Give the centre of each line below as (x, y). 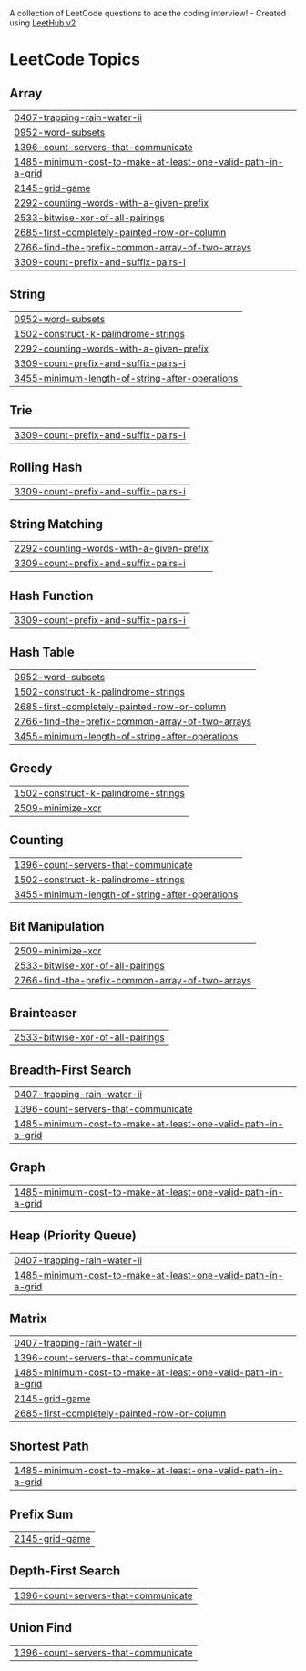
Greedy (31, 769)
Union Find (41, 1628)
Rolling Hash (46, 468)
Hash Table (42, 652)
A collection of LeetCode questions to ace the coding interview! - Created (148, 13)
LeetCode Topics (75, 60)
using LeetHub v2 (43, 23)
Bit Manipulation (57, 927)
